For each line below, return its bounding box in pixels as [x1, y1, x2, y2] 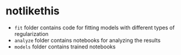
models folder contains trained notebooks [14, 43, 116, 50]
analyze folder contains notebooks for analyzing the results [14, 36, 161, 44]
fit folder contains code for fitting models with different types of [14, 24, 175, 31]
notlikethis [5, 4, 60, 18]
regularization [14, 30, 49, 37]
